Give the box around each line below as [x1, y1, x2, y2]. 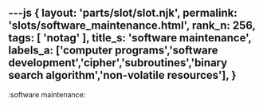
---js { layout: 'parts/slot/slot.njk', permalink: [8, 6, 237, 20]
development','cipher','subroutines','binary [8, 56, 228, 70]
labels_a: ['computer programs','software [8, 44, 218, 57]
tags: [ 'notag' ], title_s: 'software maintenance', [8, 31, 252, 45]
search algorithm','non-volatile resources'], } [8, 69, 237, 82]
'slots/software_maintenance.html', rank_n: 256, [8, 19, 256, 33]
